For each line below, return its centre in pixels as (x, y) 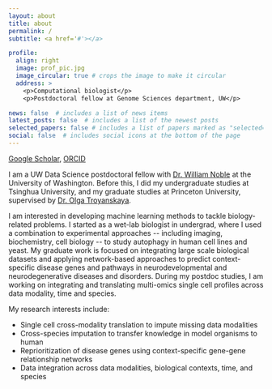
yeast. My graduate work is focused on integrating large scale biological (129, 250)
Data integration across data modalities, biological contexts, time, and (136, 368)
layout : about (32, 16)
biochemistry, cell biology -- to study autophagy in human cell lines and (128, 242)
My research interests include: (59, 309)
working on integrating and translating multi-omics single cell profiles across (136, 284)
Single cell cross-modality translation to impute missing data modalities (139, 324)
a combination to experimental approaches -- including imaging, (115, 233)
